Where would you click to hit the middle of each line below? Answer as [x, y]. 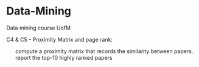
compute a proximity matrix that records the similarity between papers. [104, 51]
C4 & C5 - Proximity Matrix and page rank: [59, 39]
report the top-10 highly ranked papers [64, 57]
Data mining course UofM [39, 28]
